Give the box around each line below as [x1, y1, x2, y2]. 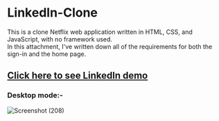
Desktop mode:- [7, 91, 64, 100]
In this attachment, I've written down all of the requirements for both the [7, 42, 213, 50]
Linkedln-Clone [7, 5, 98, 21]
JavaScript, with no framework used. [7, 35, 113, 43]
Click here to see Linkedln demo [7, 70, 148, 82]
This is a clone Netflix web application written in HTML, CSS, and [7, 28, 193, 36]
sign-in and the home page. [7, 50, 87, 58]
